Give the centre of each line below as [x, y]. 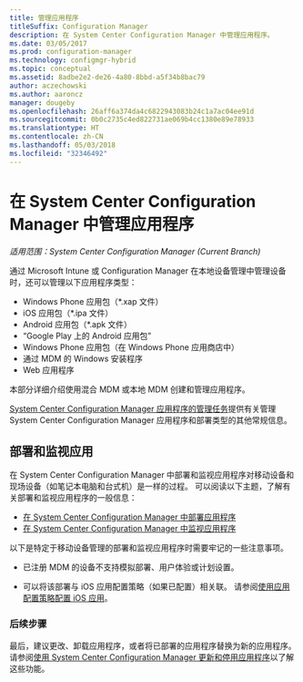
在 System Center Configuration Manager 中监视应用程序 [129, 529]
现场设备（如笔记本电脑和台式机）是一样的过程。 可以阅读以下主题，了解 [146, 486]
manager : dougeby [42, 103]
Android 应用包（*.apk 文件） [77, 324]
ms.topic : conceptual [50, 69]
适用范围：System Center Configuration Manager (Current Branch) [135, 251]
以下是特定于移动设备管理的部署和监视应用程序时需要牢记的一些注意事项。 [149, 548]
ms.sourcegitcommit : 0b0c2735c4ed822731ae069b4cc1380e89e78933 [132, 119]
